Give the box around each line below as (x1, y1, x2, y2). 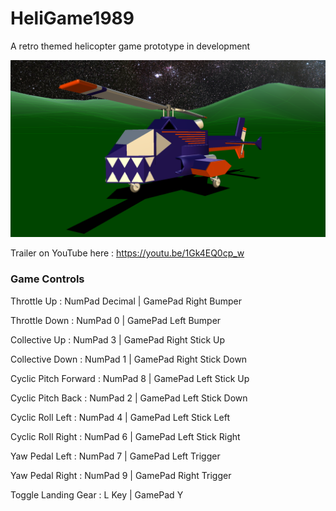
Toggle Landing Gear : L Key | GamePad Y (10, 488, 184, 501)
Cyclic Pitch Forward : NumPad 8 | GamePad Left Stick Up (10, 372, 250, 384)
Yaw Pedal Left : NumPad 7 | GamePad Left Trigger (10, 450, 221, 462)
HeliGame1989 (10, 7, 135, 30)
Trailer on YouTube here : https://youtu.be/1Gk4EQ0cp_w (10, 247, 245, 259)
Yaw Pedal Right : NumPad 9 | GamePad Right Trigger (10, 469, 232, 481)
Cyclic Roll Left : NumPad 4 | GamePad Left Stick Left (10, 411, 230, 423)
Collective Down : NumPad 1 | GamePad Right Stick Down (10, 353, 248, 365)
